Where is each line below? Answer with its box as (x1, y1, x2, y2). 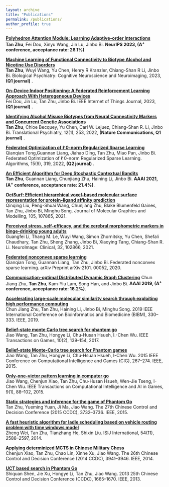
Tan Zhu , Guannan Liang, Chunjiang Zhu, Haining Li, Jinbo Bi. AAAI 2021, (6, 176, 158, 182)
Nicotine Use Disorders (6, 61, 55, 68)
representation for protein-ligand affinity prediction (6, 197, 116, 203)
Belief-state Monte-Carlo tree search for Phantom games (6, 347, 127, 353)
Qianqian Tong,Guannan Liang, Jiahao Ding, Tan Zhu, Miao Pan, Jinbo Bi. (6, 149, 156, 156)
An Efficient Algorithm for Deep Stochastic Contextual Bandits (6, 170, 138, 176)
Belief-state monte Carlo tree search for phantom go (6, 327, 117, 333)
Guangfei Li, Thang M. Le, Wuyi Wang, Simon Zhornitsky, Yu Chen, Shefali (6, 233, 159, 239)
